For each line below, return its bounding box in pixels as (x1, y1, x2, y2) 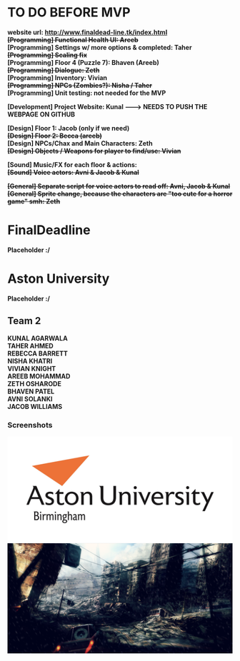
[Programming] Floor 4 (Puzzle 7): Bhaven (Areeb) (7, 58, 159, 66)
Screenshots (7, 420, 53, 430)
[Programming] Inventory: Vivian (7, 73, 108, 82)
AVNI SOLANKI (7, 394, 53, 403)
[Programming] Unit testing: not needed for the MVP (7, 89, 166, 97)
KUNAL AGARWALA (7, 333, 68, 343)
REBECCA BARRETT (7, 349, 68, 358)
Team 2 (7, 315, 41, 327)
